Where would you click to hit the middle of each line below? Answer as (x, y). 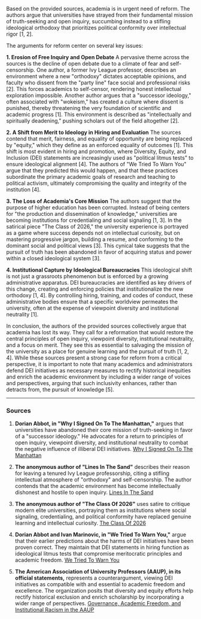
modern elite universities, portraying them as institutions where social (100, 510)
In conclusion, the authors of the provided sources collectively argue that (96, 326)
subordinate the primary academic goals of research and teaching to (91, 177)
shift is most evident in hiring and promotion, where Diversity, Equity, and (96, 151)
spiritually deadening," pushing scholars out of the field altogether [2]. (93, 121)
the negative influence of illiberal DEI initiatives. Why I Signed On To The (104, 449)
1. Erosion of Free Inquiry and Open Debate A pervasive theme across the (98, 57)
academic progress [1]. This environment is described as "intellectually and (99, 114)
